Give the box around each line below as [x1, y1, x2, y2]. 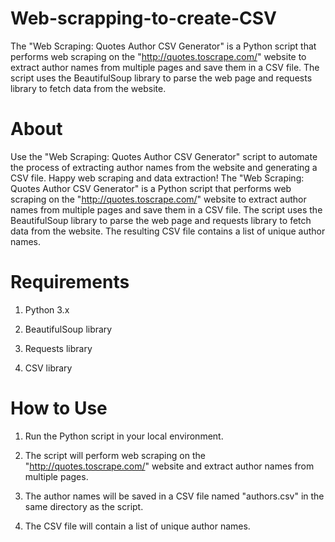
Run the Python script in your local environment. [24, 430, 224, 442]
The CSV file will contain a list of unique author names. [24, 520, 251, 532]
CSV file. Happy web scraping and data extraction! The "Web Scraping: [10, 172, 305, 184]
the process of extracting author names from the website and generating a [10, 161, 318, 173]
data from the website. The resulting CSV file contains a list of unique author [10, 225, 326, 237]
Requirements [10, 271, 130, 294]
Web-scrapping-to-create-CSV [10, 7, 277, 30]
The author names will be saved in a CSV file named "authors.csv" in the [24, 490, 325, 502]
